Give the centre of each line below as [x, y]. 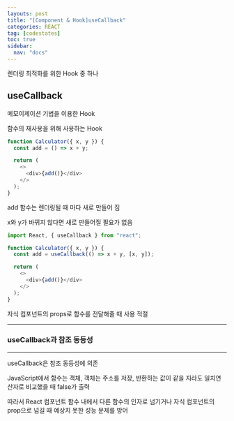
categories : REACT [34, 27]
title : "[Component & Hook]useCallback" [67, 20]
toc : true [22, 40]
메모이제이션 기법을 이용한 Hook [51, 113]
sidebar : [20, 46]
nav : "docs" [31, 53]
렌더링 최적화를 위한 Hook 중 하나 [53, 73]
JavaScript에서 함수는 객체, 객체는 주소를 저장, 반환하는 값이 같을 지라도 [105, 378]
